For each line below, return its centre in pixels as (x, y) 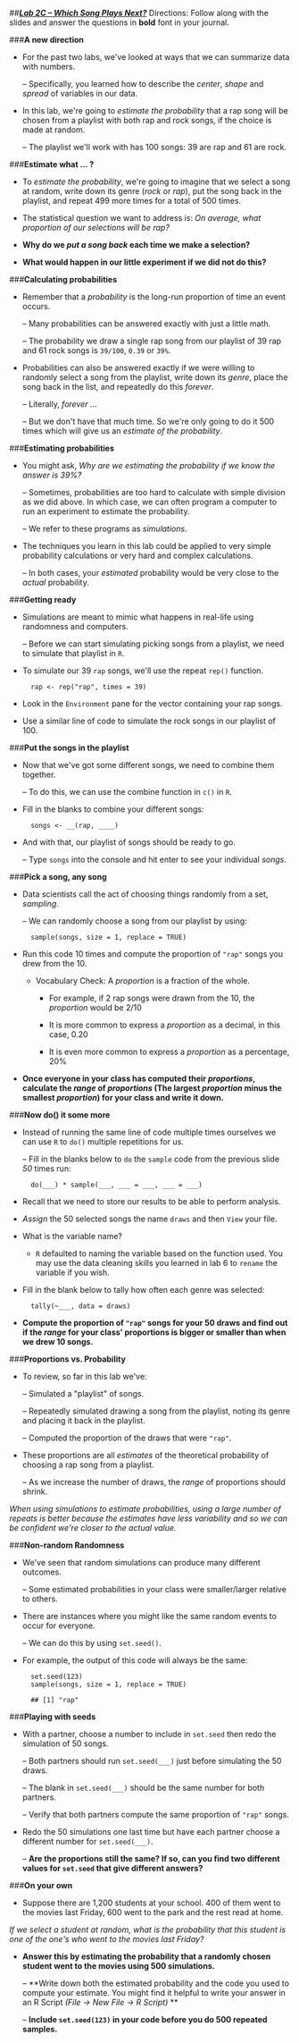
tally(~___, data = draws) (81, 1306)
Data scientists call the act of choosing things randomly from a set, (145, 894)
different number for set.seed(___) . (87, 1841)
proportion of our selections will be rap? (96, 228)
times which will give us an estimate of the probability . (122, 431)
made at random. (54, 130)
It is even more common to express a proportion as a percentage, (169, 1051)
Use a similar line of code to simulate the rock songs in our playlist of (149, 721)
